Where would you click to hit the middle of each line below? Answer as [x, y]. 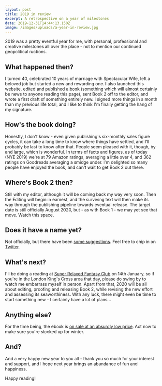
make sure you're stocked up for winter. [45, 332]
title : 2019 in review [28, 14]
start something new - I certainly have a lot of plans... [58, 300]
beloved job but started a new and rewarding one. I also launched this [74, 83]
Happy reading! [20, 378]
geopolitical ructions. [26, 52]
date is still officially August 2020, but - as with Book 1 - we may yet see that [81, 209]
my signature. [19, 109]
